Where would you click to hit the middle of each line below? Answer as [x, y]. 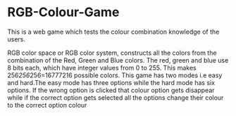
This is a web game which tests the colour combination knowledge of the [113, 32]
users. [17, 39]
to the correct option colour [47, 105]
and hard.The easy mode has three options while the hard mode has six [111, 82]
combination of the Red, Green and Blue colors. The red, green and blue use [118, 60]
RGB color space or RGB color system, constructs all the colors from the [112, 53]
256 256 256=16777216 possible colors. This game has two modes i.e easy [115, 75]
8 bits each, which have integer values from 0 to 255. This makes [102, 67]
